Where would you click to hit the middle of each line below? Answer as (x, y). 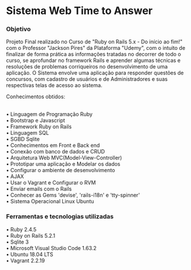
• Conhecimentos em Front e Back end (53, 145)
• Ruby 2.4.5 (21, 229)
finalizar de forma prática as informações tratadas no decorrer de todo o (94, 54)
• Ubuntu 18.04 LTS (30, 254)
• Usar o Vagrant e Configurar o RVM (51, 183)
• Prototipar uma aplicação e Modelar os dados (63, 164)
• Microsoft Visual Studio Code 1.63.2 (51, 248)
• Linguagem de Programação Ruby (49, 114)
